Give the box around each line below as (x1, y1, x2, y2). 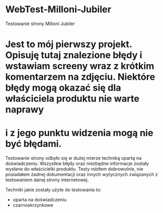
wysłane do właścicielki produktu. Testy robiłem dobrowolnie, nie (5, 166, 143, 172)
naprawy (5, 104, 44, 116)
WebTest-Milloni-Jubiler (5, 4, 112, 15)
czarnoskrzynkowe (12, 202, 53, 208)
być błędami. (5, 138, 62, 150)
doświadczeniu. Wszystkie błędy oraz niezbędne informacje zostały (5, 160, 149, 167)
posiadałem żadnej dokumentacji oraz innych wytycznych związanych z (5, 172, 158, 178)
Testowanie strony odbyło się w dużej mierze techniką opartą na (5, 155, 142, 161)
